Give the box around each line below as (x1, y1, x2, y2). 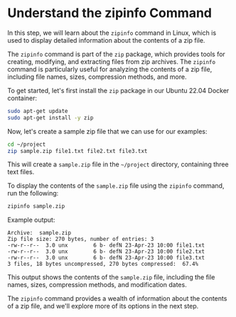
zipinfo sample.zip (7, 203, 65, 210)
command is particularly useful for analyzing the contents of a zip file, (7, 65, 213, 73)
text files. (7, 168, 35, 176)
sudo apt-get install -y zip (7, 114, 94, 122)
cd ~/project (7, 141, 46, 148)
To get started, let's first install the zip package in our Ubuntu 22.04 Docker (7, 86, 230, 95)
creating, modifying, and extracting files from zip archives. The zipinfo (7, 57, 215, 65)
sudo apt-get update (7, 107, 69, 114)
